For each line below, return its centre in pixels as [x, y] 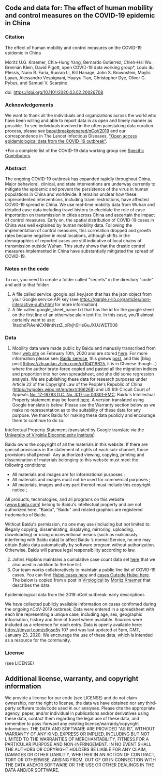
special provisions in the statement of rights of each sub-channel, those [77, 449]
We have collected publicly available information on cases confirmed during [81, 604]
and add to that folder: [27, 285]
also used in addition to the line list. [47, 564]
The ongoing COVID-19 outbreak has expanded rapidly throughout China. [78, 179]
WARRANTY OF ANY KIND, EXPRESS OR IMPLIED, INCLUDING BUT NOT [77, 734]
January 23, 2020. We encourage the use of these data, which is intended [79, 635]
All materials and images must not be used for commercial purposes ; [81, 479]
